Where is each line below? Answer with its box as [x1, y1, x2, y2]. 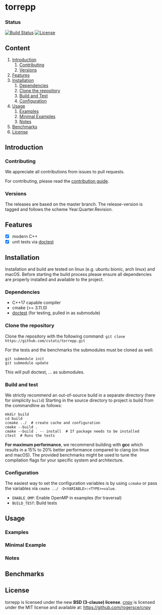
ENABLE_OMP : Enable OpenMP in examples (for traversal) [12, 495, 122, 501]
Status [5, 19, 21, 26]
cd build [5, 416, 23, 421]
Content [5, 44, 30, 52]
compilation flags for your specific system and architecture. [5, 457, 124, 463]
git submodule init [5, 356, 44, 361]
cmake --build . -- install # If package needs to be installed [5, 429, 139, 434]
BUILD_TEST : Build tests [12, 500, 57, 506]
